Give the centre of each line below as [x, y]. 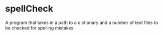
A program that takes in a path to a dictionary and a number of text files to [81, 22]
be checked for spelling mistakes [39, 27]
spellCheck [29, 9]
